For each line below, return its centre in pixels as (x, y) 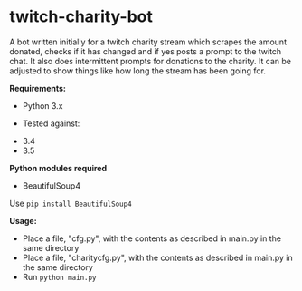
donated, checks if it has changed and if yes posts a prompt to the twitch (146, 51)
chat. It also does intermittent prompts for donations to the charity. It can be (151, 61)
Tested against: (51, 123)
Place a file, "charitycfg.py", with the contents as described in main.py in (158, 257)
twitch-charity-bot (81, 17)
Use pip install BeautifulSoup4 (71, 203)
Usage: (24, 220)
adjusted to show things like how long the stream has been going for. (138, 71)
